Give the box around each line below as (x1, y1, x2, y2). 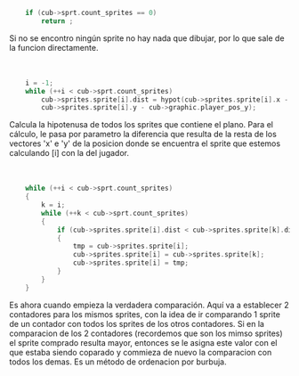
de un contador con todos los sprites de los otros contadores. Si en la (9, 318, 265, 329)
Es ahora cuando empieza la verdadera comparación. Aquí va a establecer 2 (9, 299, 289, 310)
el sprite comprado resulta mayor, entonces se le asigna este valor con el (9, 337, 278, 347)
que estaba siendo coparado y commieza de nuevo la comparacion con (9, 347, 272, 357)
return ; (41, 16, 74, 26)
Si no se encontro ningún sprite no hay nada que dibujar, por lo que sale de (9, 32, 285, 44)
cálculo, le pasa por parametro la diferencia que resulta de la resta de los (9, 129, 278, 140)
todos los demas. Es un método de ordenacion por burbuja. (9, 356, 227, 367)
